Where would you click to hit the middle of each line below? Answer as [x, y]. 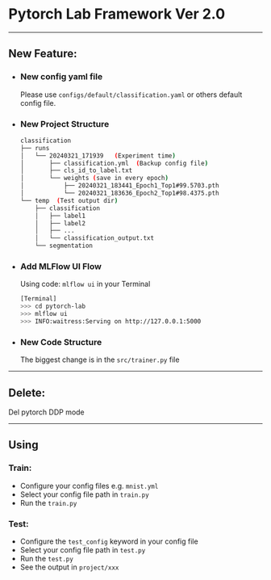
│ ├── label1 [60, 216]
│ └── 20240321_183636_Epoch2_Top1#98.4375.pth [119, 193]
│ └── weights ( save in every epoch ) [94, 179]
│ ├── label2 [60, 223]
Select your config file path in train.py [84, 494]
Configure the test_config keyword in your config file [109, 541]
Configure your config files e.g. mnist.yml [89, 485]
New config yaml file [61, 77]
